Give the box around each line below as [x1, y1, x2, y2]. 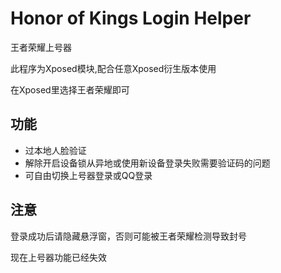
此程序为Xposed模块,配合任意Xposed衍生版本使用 [10, 62, 217, 74]
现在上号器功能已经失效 [10, 251, 107, 263]
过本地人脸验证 [24, 144, 87, 156]
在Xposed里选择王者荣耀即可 [10, 83, 130, 96]
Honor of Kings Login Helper [10, 7, 252, 30]
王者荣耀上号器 [10, 41, 72, 53]
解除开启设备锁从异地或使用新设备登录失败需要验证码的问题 [24, 157, 271, 169]
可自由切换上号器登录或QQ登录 [24, 169, 153, 181]
